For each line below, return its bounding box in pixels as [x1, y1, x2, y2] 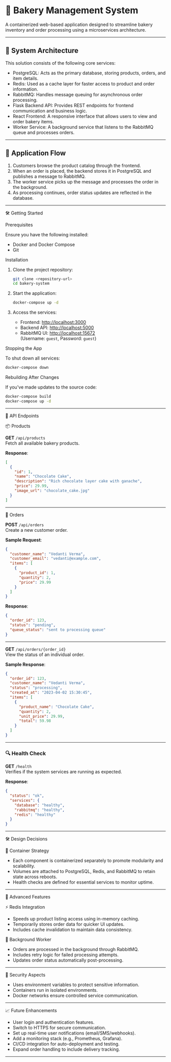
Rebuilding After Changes [5, 374, 60, 380]
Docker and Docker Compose [12, 241, 75, 248]
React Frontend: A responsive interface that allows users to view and [12, 113, 157, 119]
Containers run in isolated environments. [12, 987, 98, 993]
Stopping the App [5, 345, 42, 351]
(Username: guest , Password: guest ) [20, 336, 97, 342]
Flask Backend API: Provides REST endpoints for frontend [12, 102, 134, 108]
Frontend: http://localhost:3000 [20, 319, 87, 325]
